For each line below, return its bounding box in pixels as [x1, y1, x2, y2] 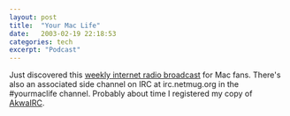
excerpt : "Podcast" [9, 46, 81, 54]
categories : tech [9, 37, 73, 47]
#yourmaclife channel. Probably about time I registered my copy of [9, 89, 253, 99]
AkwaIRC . [9, 98, 45, 108]
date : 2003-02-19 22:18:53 [9, 29, 117, 38]
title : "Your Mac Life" [9, 21, 101, 30]
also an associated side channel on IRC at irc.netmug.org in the [9, 79, 240, 90]
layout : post [9, 12, 57, 22]
